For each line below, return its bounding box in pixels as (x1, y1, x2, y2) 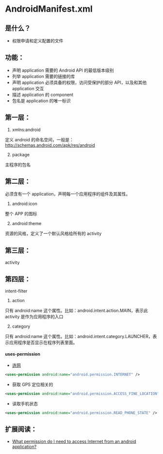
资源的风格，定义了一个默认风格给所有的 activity (5, 230, 102, 237)
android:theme (12, 221, 42, 227)
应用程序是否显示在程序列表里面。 (9, 340, 78, 345)
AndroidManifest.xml (5, 3, 93, 15)
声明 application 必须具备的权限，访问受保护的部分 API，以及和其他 (12, 79, 147, 85)
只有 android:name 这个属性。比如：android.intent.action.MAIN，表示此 (5, 308, 148, 314)
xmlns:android (12, 127, 41, 132)
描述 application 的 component (12, 92, 74, 97)
